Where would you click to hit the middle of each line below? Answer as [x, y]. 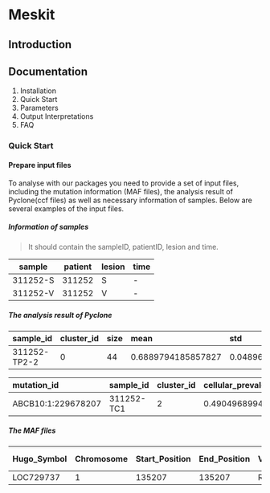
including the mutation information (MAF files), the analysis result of [121, 191]
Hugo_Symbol [40, 459]
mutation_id [36, 385]
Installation [38, 91]
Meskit [32, 15]
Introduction [40, 45]
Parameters [39, 108]
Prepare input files [40, 165]
